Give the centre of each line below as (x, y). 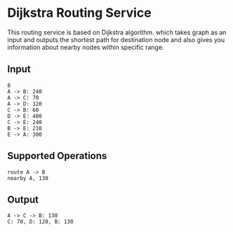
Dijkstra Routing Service (80, 13)
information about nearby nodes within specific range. (86, 47)
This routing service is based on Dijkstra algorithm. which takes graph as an (117, 32)
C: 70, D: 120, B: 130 (40, 222)
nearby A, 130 (28, 178)
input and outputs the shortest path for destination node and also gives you (116, 39)
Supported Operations (57, 156)
